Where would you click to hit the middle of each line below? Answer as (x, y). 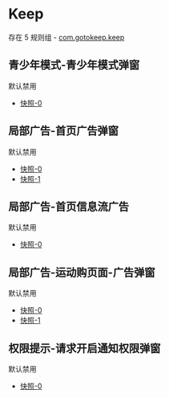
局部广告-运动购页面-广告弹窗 (82, 272)
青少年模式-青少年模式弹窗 (74, 65)
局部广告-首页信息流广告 (69, 206)
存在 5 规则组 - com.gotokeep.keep (66, 37)
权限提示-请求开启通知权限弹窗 (84, 348)
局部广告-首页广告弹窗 (63, 131)
